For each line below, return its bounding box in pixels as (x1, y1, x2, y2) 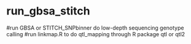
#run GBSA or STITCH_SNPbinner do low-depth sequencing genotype (6, 24, 184, 31)
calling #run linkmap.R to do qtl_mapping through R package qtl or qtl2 (6, 30, 185, 37)
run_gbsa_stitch (6, 4, 90, 18)
